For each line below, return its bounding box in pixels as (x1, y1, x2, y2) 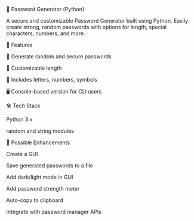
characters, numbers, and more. (6, 30, 85, 37)
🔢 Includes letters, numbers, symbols (6, 76, 97, 83)
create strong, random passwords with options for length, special (6, 24, 167, 30)
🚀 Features (6, 42, 33, 48)
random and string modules (6, 127, 75, 134)
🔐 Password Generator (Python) (6, 6, 85, 13)
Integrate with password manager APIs (6, 208, 102, 215)
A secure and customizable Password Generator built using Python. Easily (6, 17, 189, 24)
